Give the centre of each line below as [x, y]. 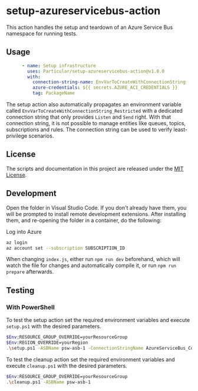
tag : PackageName [54, 93]
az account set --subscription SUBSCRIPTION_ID [66, 248]
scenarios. [41, 136]
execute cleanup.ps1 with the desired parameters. [67, 366]
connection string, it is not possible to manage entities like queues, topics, [96, 123]
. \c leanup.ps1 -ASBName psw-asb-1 [49, 382]
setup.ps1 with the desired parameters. [54, 327]
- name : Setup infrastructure [59, 66]
